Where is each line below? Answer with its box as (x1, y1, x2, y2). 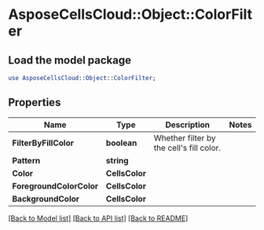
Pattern (12, 155, 41, 166)
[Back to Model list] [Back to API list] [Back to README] (8, 214, 189, 223)
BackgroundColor (12, 193, 80, 204)
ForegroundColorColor (12, 181, 99, 192)
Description (164, 119, 211, 130)
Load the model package (8, 53, 132, 67)
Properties (8, 96, 61, 109)
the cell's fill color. (153, 142, 222, 153)
